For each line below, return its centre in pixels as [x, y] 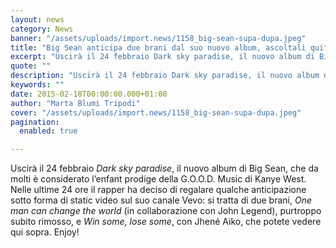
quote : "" [31, 66]
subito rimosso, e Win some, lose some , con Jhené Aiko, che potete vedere [166, 222]
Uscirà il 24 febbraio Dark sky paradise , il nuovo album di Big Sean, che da [164, 168]
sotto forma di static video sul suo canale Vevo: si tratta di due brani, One [161, 200]
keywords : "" [37, 85]
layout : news [37, 19]
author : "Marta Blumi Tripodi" [75, 103]
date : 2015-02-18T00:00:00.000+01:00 [89, 94]
